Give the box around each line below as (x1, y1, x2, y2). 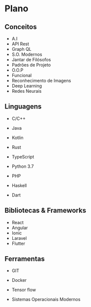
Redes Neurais (11, 88, 42, 94)
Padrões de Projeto (11, 62, 51, 68)
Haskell (11, 182, 27, 188)
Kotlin (11, 134, 24, 141)
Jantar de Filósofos (11, 57, 51, 62)
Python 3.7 (11, 163, 34, 169)
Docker (11, 277, 27, 283)
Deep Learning (11, 83, 42, 89)
